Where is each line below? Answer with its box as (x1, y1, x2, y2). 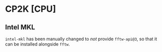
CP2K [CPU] (5, 3, 56, 15)
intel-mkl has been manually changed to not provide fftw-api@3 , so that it (5, 36, 157, 42)
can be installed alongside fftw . (5, 41, 70, 47)
